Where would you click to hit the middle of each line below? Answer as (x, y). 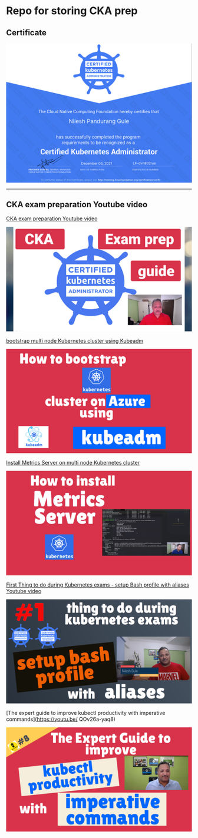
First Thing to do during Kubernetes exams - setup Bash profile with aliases (98, 585)
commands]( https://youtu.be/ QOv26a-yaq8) (61, 719)
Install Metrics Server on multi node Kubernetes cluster (73, 463)
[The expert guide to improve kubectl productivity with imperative (86, 713)
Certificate (27, 33)
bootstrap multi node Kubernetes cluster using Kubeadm (75, 340)
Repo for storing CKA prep (72, 11)
